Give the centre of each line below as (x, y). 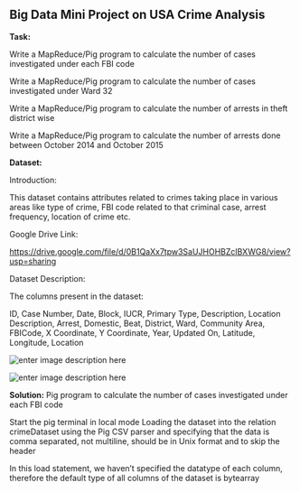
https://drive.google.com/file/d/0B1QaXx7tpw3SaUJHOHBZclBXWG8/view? (150, 251)
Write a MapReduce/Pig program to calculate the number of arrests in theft (149, 108)
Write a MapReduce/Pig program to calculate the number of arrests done (145, 135)
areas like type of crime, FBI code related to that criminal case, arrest (138, 207)
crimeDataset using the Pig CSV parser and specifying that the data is (140, 432)
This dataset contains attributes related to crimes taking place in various (144, 197)
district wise (32, 117)
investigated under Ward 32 (61, 90)
